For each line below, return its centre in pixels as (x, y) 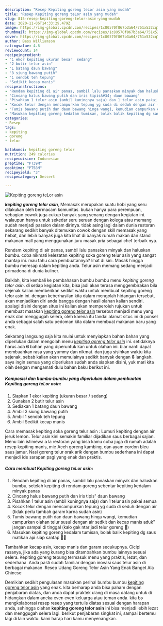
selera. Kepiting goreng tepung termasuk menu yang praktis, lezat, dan (76, 557)
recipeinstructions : (26, 86)
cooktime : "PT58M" (24, 168)
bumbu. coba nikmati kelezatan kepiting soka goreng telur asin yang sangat (81, 255)
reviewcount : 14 (21, 50)
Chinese (13, 573)
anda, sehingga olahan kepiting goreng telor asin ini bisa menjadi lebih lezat (81, 608)
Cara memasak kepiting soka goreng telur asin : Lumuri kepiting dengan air (80, 431)
